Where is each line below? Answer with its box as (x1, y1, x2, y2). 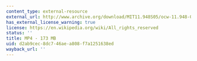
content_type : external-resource (6, 8, 88, 15)
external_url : (6, 14, 41, 20)
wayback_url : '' (6, 46, 46, 52)
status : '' (6, 30, 33, 36)
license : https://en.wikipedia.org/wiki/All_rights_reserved (6, 24, 159, 31)
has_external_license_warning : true (6, 19, 96, 25)
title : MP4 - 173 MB (6, 35, 57, 41)
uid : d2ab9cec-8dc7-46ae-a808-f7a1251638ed (6, 41, 114, 47)
